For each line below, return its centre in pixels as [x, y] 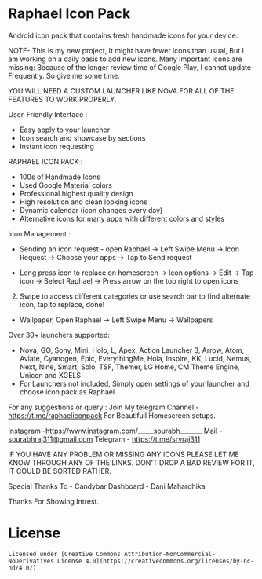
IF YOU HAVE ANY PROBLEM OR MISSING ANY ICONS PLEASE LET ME [124, 454]
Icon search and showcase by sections [82, 137]
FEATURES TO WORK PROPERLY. [62, 99]
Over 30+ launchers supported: [59, 335]
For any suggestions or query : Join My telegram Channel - [104, 407]
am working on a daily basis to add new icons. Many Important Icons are [125, 59]
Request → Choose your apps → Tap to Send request [106, 257]
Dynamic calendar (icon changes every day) [91, 210]
